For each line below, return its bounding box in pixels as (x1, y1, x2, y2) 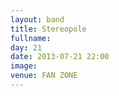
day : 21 (10, 42, 43, 53)
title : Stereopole (10, 24, 87, 34)
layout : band (10, 14, 65, 25)
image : (10, 61, 38, 71)
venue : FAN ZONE (10, 71, 78, 81)
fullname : (10, 33, 52, 43)
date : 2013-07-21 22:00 (10, 52, 110, 62)
